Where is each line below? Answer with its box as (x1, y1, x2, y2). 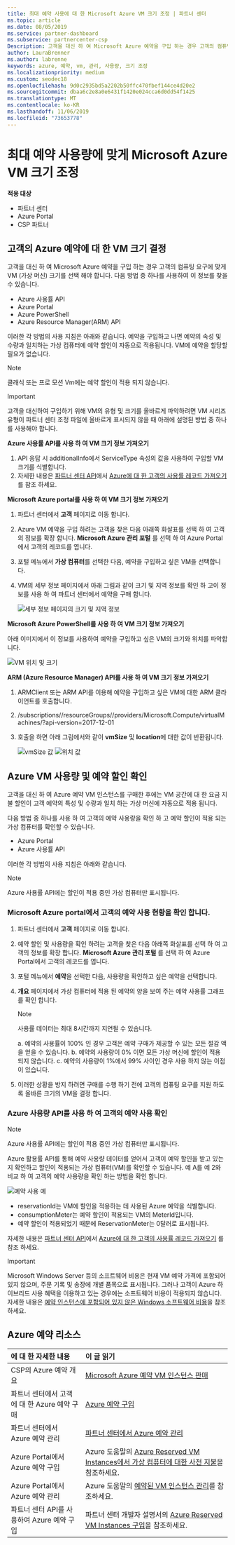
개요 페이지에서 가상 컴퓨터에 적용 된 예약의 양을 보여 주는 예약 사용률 (17, 987, 206, 996)
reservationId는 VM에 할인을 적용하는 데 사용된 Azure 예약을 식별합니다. (17, 1201, 217, 1210)
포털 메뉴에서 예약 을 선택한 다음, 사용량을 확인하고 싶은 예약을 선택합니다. (17, 972, 218, 980)
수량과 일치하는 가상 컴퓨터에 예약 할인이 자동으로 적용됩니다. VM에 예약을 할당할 (7, 341, 228, 349)
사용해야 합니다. (14, 424, 58, 433)
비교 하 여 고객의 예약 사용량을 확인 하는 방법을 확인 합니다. (7, 1172, 168, 1180)
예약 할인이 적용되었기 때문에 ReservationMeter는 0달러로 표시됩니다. (17, 1219, 209, 1227)
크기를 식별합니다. (17, 463, 66, 471)
